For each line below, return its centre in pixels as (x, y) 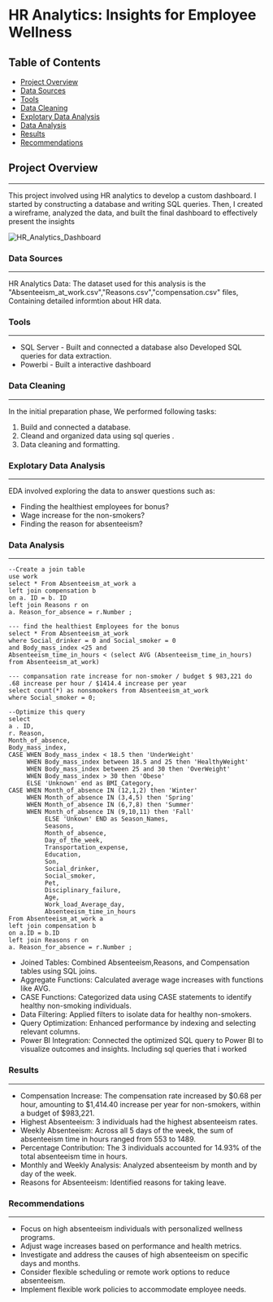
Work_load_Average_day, (85, 905)
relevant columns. (50, 1031)
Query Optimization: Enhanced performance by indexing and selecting (138, 1023)
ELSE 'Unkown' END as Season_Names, (106, 819)
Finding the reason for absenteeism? (82, 524)
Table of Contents (55, 62)
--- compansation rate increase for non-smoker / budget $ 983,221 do (130, 677)
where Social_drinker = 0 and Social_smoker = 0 (92, 641)
